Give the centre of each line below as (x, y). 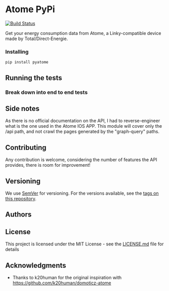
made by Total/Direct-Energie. (37, 39)
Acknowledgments (36, 265)
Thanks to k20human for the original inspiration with (67, 278)
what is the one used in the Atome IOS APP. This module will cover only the (84, 126)
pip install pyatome (27, 62)
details (12, 249)
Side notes (22, 108)
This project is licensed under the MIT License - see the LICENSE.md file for (85, 244)
